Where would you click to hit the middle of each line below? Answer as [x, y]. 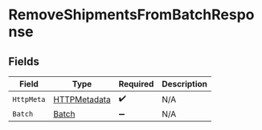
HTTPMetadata [82, 100]
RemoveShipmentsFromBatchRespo [131, 15]
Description [184, 84]
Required [136, 84]
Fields [24, 61]
